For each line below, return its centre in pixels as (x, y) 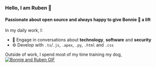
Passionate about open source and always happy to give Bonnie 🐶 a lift (78, 20)
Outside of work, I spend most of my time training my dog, (64, 55)
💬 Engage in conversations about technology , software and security (82, 40)
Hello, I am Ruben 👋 (29, 8)
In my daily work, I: (24, 30)
